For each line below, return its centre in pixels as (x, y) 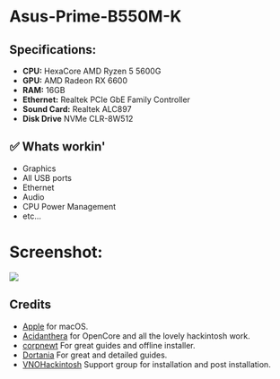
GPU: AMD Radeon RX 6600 (75, 81)
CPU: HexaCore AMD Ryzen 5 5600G (92, 71)
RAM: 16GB (44, 90)
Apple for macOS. (55, 326)
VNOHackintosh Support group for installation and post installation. (146, 364)
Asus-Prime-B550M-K (96, 17)
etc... (32, 216)
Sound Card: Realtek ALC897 (77, 109)
